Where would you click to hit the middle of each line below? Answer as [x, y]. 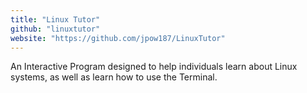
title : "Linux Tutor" [55, 19]
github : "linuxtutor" [55, 29]
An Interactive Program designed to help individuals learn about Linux [154, 67]
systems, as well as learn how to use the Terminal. [114, 77]
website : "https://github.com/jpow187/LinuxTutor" [118, 38]
